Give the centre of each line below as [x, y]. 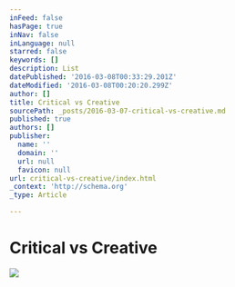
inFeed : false [36, 18]
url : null [36, 161]
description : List [44, 69]
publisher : [30, 136]
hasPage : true [36, 26]
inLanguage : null [42, 43]
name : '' [34, 144]
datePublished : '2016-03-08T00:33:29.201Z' [93, 77]
